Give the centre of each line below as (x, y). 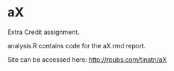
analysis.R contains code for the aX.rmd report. (77, 45)
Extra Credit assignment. (44, 32)
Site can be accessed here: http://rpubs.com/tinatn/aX (87, 59)
